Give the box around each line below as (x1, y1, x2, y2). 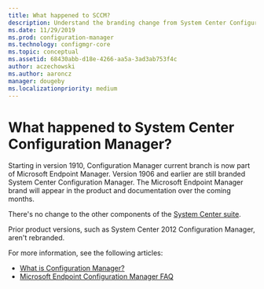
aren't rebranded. (8, 233, 65, 243)
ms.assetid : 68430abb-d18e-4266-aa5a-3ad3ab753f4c (8, 56, 178, 64)
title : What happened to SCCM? (8, 11, 111, 20)
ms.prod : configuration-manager (8, 33, 114, 42)
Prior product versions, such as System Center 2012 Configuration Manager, (8, 225, 255, 234)
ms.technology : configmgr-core (8, 41, 111, 49)
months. (8, 194, 35, 204)
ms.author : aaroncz (8, 70, 72, 78)
